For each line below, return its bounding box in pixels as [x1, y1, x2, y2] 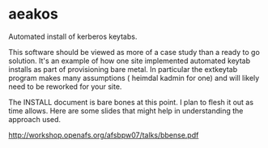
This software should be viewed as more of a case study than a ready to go [8, 47, 261, 57]
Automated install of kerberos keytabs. [8, 32, 138, 41]
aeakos [8, 5, 58, 23]
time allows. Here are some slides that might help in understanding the [8, 106, 244, 116]
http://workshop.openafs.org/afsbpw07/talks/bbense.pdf [8, 130, 199, 140]
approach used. [8, 114, 62, 124]
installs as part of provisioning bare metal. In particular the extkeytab [8, 64, 238, 74]
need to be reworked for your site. [8, 82, 122, 91]
